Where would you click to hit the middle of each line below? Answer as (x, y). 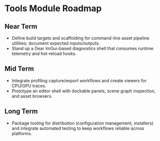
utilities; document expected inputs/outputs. (56, 43)
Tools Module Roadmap (53, 9)
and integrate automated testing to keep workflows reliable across (78, 128)
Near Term (21, 26)
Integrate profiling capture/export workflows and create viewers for (79, 80)
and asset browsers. (32, 96)
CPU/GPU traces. (29, 86)
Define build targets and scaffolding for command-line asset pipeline (80, 38)
